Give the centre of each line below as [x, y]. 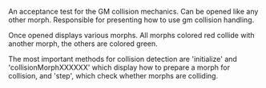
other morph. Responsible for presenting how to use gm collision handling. [131, 20]
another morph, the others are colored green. [83, 44]
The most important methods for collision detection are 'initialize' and [123, 59]
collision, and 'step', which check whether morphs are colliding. [113, 76]
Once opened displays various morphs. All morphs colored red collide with [131, 35]
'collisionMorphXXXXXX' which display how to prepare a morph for [119, 67]
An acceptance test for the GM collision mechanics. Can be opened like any [133, 11]
